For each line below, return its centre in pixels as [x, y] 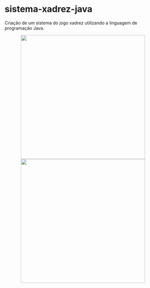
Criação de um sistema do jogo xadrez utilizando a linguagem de [71, 23]
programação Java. [25, 28]
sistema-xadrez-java [49, 9]
